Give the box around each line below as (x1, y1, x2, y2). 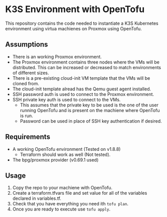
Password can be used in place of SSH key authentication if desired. (20, 118, 162, 124)
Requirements (5, 133, 50, 141)
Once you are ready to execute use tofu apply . (12, 206, 111, 212)
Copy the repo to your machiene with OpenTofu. (12, 185, 113, 191)
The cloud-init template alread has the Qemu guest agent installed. (12, 86, 151, 92)
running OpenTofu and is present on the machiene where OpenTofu (20, 107, 160, 113)
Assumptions (5, 40, 48, 49)
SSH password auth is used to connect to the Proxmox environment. (12, 91, 154, 97)
